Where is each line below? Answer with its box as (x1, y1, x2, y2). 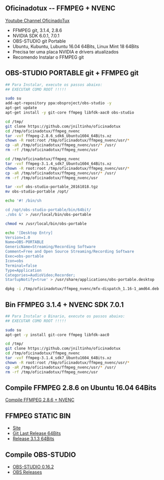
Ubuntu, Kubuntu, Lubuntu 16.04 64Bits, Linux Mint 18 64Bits (12, 43, 139, 50)
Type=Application (5, 268, 42, 273)
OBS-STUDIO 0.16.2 (12, 464, 54, 469)
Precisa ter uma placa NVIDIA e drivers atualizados (12, 49, 119, 55)
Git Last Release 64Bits (12, 430, 61, 437)
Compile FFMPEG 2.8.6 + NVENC (5, 397, 75, 403)
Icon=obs (5, 258, 24, 263)
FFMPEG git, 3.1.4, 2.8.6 (12, 27, 62, 33)
